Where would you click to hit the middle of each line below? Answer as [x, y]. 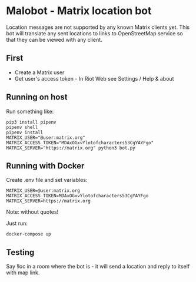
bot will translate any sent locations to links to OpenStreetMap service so [95, 33]
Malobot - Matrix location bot [79, 11]
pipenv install [25, 132]
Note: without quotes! [32, 212]
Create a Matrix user [39, 72]
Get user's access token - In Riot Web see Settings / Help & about [94, 78]
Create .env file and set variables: [47, 180]
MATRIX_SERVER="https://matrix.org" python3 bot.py [71, 148]
